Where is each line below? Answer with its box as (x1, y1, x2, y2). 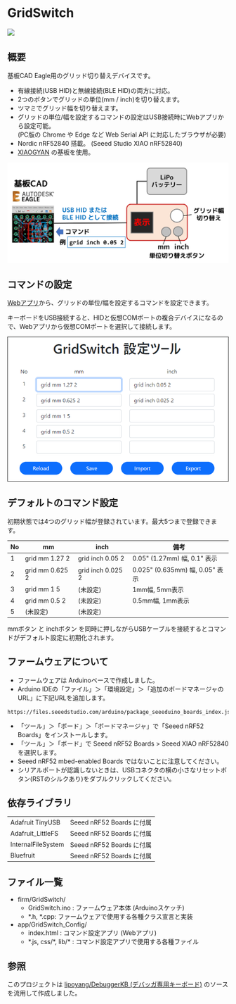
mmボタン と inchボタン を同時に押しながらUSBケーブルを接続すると (7, 625, 208, 633)
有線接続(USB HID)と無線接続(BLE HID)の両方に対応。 (17, 86, 174, 94)
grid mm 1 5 (25, 585, 61, 594)
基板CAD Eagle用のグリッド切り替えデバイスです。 (7, 71, 155, 80)
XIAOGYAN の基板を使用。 (17, 148, 95, 156)
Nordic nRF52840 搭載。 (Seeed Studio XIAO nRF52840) (17, 139, 183, 147)
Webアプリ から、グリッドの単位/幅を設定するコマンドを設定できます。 (7, 299, 213, 307)
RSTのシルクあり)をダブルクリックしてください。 (32, 774, 176, 783)
